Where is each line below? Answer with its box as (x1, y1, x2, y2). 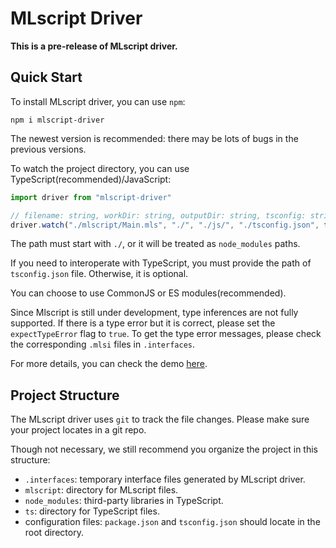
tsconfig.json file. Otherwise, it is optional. (10, 268, 189, 280)
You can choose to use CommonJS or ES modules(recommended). (10, 287, 287, 299)
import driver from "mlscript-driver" (10, 192, 172, 202)
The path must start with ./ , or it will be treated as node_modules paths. (10, 238, 301, 250)
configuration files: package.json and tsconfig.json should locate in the (24, 516, 321, 528)
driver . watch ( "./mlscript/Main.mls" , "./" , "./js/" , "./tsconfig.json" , (10, 220, 320, 230)
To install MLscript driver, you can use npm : (10, 95, 186, 107)
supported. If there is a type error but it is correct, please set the (10, 317, 276, 329)
